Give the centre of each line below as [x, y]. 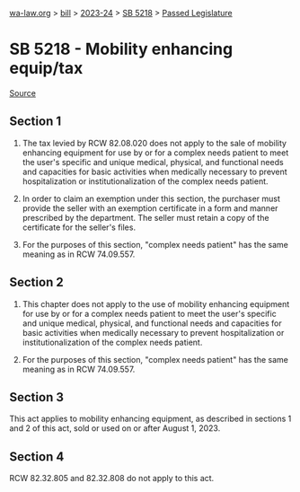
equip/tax [46, 69]
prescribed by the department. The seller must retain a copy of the [146, 217]
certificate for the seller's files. [79, 227]
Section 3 [37, 397]
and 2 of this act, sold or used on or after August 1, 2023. [115, 428]
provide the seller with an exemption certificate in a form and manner [150, 208]
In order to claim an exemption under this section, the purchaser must [151, 198]
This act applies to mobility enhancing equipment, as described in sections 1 [150, 419]
